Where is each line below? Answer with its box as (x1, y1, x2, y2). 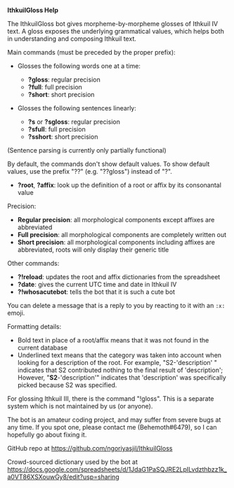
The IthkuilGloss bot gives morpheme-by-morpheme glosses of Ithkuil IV (7, 20, 219, 27)
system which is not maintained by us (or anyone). (7, 402, 153, 410)
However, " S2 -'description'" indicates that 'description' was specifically (17, 373, 226, 382)
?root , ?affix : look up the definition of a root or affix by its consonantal (17, 181, 221, 189)
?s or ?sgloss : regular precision (27, 117, 121, 126)
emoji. (7, 309, 25, 317)
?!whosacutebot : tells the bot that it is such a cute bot (17, 288, 176, 296)
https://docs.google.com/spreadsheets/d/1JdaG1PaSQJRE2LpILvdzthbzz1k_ (7, 465, 227, 473)
